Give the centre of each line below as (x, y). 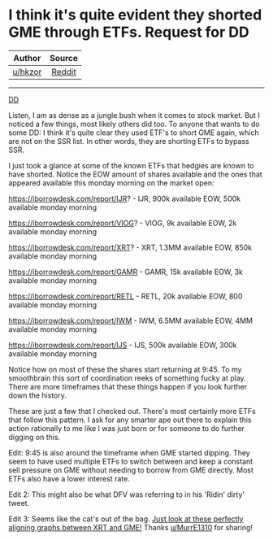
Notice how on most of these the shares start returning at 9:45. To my (125, 369)
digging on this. (35, 437)
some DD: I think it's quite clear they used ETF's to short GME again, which (134, 133)
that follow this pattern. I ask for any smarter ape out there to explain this (130, 420)
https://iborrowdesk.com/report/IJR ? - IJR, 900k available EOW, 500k (125, 198)
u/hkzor (27, 72)
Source (64, 58)
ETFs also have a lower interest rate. (69, 478)
